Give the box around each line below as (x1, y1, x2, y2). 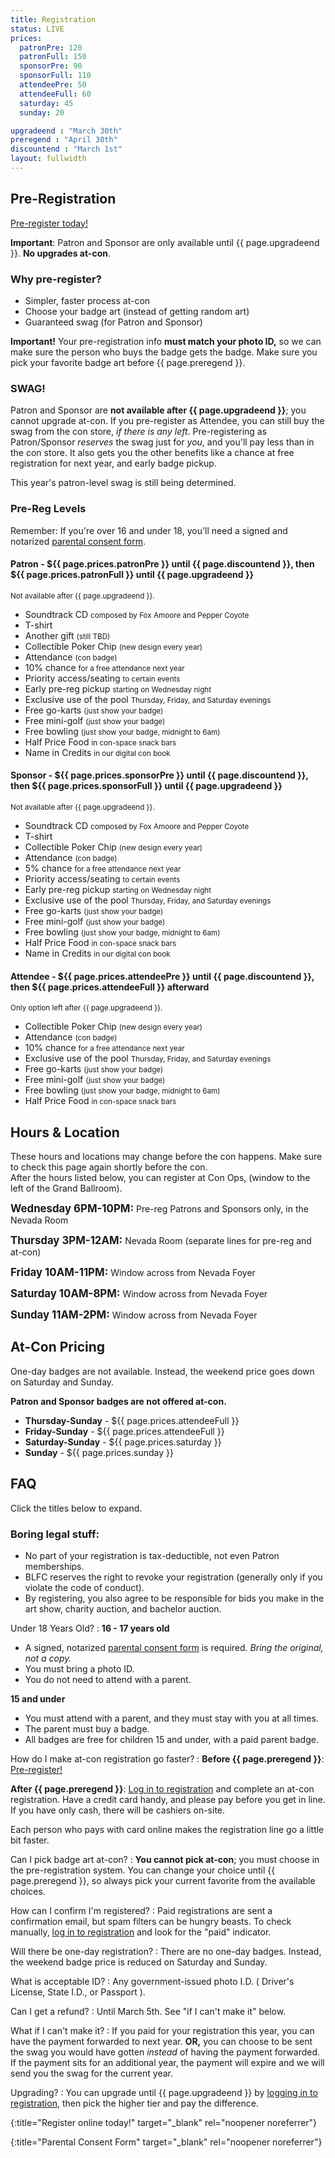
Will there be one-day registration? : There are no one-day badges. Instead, (10, 1945, 322, 1957)
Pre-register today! (10, 217, 88, 229)
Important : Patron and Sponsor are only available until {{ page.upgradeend (10, 236, 320, 248)
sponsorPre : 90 (19, 61, 83, 71)
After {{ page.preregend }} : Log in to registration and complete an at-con (10, 1782, 315, 1795)
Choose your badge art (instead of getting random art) (24, 305, 250, 317)
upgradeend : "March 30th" (10, 126, 123, 136)
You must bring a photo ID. (24, 1662, 135, 1675)
